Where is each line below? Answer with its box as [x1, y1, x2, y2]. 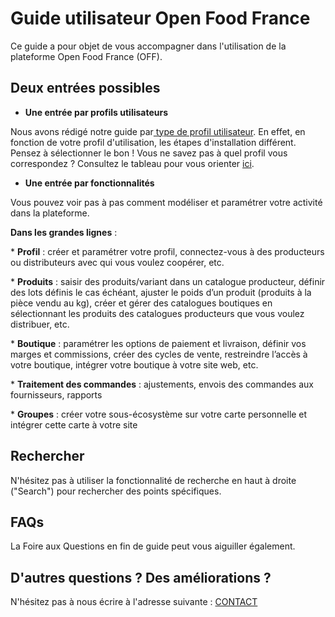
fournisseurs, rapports [10, 388, 103, 401]
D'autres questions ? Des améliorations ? [10, 569, 272, 586]
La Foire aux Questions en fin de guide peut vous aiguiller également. [10, 540, 296, 552]
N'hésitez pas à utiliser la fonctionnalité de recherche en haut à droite [10, 474, 297, 486]
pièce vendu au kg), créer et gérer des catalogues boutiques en [10, 297, 273, 309]
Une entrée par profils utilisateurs [24, 106, 169, 118]
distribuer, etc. [10, 318, 70, 330]
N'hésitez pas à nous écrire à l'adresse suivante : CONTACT [10, 596, 258, 608]
